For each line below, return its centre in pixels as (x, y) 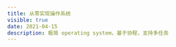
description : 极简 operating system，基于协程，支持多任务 (88, 33)
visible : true (28, 20)
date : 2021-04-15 (32, 26)
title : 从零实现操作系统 (39, 13)
